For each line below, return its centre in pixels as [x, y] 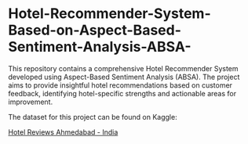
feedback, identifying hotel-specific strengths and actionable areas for [122, 93]
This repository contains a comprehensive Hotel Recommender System [123, 68]
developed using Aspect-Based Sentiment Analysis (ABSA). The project [124, 77]
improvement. [31, 102]
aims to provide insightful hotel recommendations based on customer [120, 85]
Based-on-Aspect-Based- [95, 30]
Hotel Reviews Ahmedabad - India [63, 132]
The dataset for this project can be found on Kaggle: [93, 117]
